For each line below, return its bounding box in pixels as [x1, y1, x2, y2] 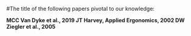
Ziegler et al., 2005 [6, 23, 56, 30]
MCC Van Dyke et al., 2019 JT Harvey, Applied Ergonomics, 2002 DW [6, 17, 185, 23]
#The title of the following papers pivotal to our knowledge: [6, 5, 155, 12]
